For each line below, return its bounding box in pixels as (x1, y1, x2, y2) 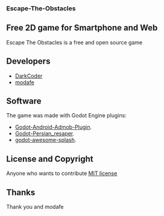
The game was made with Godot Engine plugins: (6, 112, 127, 119)
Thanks (6, 187, 36, 197)
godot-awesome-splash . (14, 137, 77, 144)
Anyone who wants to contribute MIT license (6, 170, 118, 177)
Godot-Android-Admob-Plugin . (14, 123, 92, 131)
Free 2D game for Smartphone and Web (6, 23, 158, 33)
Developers (6, 56, 51, 67)
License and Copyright (6, 153, 93, 164)
